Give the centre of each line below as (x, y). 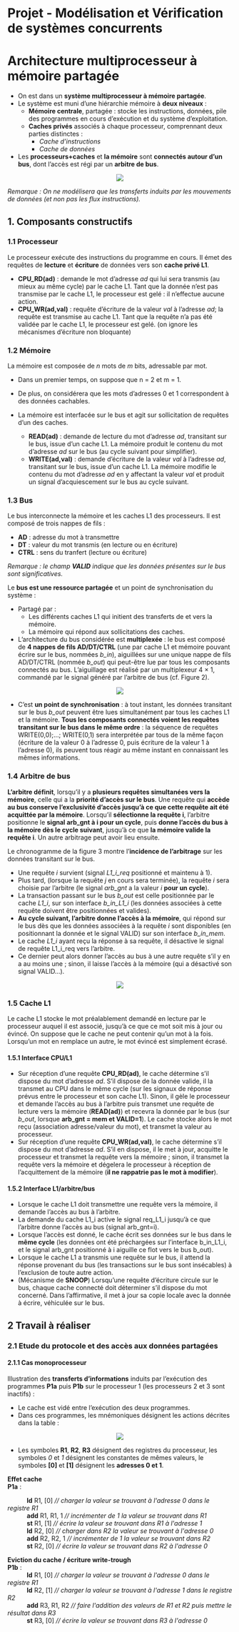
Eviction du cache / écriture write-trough (69, 1560)
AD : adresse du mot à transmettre (68, 538)
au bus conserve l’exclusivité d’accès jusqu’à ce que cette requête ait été (118, 807)
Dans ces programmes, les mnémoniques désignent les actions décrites (124, 1415)
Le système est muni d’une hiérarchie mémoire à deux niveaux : (112, 104)
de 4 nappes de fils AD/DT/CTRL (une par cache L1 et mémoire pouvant (124, 647)
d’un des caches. (43, 423)
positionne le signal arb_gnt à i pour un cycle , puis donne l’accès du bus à (118, 822)
